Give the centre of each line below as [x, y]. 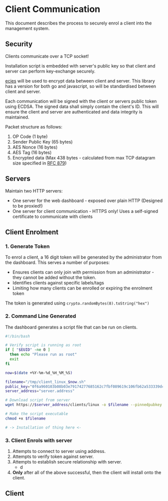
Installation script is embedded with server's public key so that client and [80, 65]
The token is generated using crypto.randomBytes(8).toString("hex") [77, 303]
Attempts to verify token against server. [53, 456]
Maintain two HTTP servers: [34, 190]
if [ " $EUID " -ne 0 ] [28, 350]
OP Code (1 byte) [30, 136]
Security [19, 44]
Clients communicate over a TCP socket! [47, 56]
